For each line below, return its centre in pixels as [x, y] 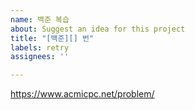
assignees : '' [40, 57]
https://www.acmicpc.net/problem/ [82, 94]
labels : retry [40, 47]
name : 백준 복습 [40, 19]
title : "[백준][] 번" [52, 38]
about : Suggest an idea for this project [98, 29]
